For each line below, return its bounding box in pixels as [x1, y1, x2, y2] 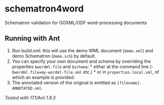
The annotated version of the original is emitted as [12, 79, 116, 85]
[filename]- [117, 80, 142, 85]
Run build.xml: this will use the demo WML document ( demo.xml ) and [12, 47, 153, 53]
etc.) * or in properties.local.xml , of [83, 69, 159, 75]
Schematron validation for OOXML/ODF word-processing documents [5, 20, 147, 26]
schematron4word [5, 3, 84, 15]
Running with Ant [5, 34, 60, 43]
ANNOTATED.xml [12, 86, 42, 91]
